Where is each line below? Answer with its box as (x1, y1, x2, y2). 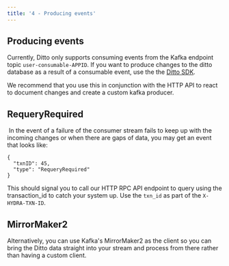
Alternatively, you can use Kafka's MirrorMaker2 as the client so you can (7, 237, 212, 245)
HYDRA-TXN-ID (7, 200, 44, 207)
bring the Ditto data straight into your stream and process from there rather (7, 244, 219, 252)
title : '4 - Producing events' (7, 10, 96, 17)
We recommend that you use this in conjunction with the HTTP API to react (7, 81, 218, 90)
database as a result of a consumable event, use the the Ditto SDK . (7, 68, 196, 76)
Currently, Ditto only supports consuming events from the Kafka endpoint (7, 53, 214, 62)
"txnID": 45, (13, 160, 51, 168)
